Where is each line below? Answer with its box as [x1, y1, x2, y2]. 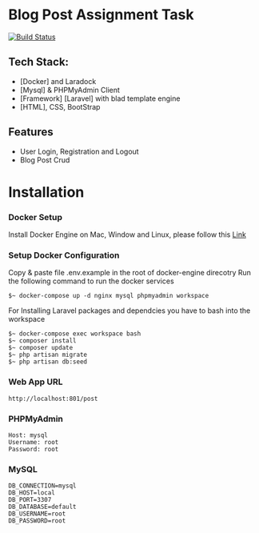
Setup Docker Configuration [8, 250, 120, 261]
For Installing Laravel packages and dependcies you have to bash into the [8, 306, 251, 315]
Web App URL [8, 376, 63, 387]
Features [8, 126, 54, 139]
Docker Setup [8, 211, 62, 222]
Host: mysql [8, 431, 48, 439]
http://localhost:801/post [8, 395, 98, 403]
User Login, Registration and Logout [19, 146, 139, 156]
